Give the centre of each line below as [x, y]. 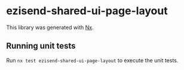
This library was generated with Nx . [50, 27]
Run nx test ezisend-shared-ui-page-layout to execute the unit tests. [92, 60]
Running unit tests [41, 46]
